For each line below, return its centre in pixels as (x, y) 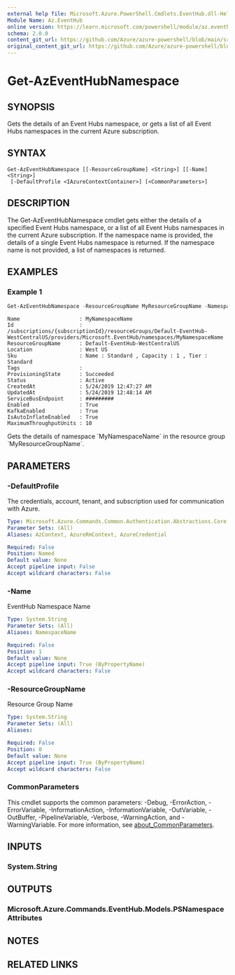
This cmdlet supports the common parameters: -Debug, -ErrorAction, (107, 802)
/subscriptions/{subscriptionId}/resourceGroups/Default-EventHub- (108, 331)
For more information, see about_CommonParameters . (136, 824)
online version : (31, 27)
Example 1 (25, 292)
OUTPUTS (30, 889)
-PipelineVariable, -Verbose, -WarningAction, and (109, 817)
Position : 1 (24, 652)
